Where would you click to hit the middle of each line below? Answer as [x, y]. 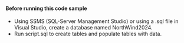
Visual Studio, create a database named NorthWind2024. [83, 28]
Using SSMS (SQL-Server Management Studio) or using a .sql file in [96, 21]
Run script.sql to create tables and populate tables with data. [88, 34]
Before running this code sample [46, 8]
